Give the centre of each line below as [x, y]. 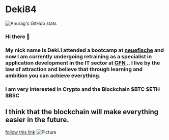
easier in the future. [37, 120]
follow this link [20, 132]
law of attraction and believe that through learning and [74, 69]
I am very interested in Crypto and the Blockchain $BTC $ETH [83, 89]
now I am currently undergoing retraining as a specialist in [79, 56]
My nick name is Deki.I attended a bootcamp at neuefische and [85, 50]
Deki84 [21, 9]
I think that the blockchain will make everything [82, 112]
